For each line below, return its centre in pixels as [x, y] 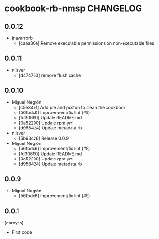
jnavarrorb [22, 38]
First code [22, 232]
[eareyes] [14, 223]
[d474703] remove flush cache [50, 75]
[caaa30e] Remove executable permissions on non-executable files [86, 43]
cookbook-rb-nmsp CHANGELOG [73, 8]
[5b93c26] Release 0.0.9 [44, 138]
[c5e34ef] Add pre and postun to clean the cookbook [72, 107]
